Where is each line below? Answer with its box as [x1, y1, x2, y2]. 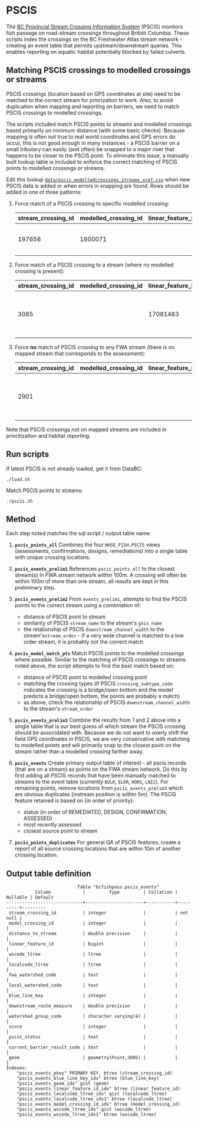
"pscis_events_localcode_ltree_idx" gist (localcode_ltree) [16, 1091, 167, 1097]
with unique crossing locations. [14, 554, 91, 561]
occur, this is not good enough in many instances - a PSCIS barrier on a [6, 139, 180, 147]
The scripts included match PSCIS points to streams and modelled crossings [6, 121, 192, 128]
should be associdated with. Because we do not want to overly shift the [14, 729, 189, 736]
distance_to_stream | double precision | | [8, 931, 178, 937]
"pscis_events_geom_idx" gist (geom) [16, 1080, 110, 1087]
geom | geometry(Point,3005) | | [8, 1055, 178, 1061]
